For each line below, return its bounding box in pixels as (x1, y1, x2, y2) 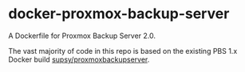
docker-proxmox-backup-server (8, 5, 230, 23)
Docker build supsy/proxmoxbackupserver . (8, 55, 150, 64)
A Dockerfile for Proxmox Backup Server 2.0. (8, 31, 156, 40)
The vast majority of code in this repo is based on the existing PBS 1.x (8, 46, 238, 55)
